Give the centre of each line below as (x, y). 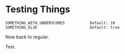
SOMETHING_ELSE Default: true (62, 27)
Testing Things (38, 9)
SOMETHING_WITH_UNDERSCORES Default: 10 (60, 23)
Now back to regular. (27, 37)
